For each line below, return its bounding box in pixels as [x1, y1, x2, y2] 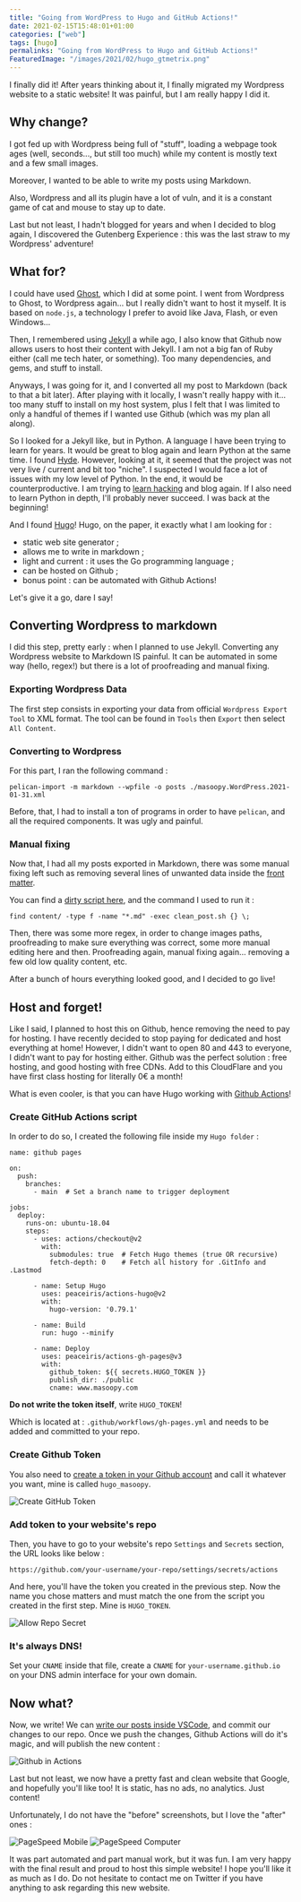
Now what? [9, 1695, 73, 1711]
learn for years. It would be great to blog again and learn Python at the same [9, 444, 291, 455]
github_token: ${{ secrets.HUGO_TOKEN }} [48, 1368, 206, 1377]
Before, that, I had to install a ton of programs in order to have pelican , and [9, 806, 286, 817]
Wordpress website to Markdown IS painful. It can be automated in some [9, 651, 278, 662]
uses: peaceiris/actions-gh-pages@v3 [41, 1352, 182, 1362]
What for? [9, 264, 66, 280]
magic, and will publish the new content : [9, 1739, 160, 1750]
